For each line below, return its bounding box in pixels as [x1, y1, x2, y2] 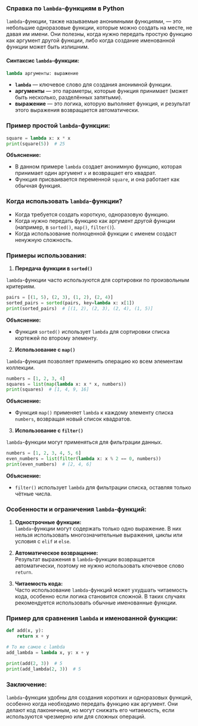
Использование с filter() [14, 427, 83, 434]
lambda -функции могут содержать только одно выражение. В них [14, 525, 182, 533]
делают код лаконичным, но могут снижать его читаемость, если [6, 707, 175, 714]
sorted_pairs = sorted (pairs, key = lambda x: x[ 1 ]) [6, 300, 135, 306]
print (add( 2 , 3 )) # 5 [6, 660, 63, 666]
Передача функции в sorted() [14, 265, 93, 272]
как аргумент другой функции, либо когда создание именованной [6, 37, 175, 44]
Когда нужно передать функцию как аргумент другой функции [14, 217, 176, 224]
